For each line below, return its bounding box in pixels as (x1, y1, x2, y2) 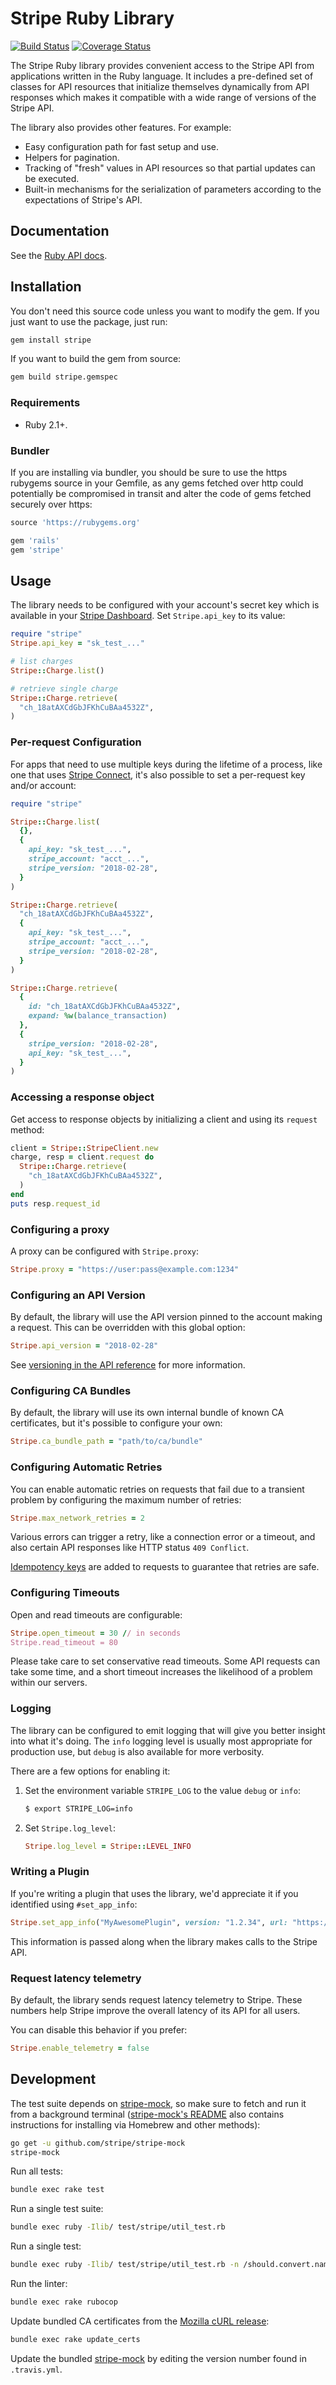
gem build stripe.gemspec (10, 372, 118, 382)
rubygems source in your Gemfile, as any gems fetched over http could (10, 477, 304, 489)
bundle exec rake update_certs (10, 2334, 141, 2344)
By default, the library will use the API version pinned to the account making (10, 1311, 323, 1323)
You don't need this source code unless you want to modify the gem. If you (10, 305, 320, 317)
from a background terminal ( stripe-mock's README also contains (10, 2108, 285, 2120)
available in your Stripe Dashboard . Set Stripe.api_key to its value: (10, 610, 286, 622)
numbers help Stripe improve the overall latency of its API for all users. (10, 2004, 301, 2016)
